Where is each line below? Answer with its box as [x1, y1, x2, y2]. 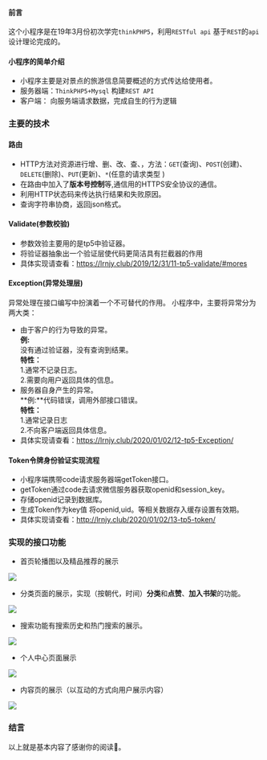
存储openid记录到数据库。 [19, 495, 107, 505]
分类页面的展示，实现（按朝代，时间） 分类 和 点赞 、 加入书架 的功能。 [19, 589, 245, 599]
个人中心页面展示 [19, 653, 77, 663]
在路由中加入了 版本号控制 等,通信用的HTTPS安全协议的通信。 [19, 179, 222, 189]
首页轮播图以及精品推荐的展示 [19, 557, 119, 566]
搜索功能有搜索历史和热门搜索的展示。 [19, 621, 147, 631]
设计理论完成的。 [8, 37, 65, 47]
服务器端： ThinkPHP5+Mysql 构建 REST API [19, 86, 155, 96]
